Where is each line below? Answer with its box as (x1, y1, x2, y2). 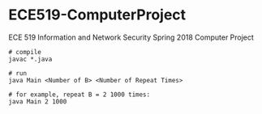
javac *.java (8, 55, 53, 63)
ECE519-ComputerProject (8, 6, 187, 24)
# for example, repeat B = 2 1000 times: (8, 91, 151, 99)
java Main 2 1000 (8, 97, 67, 106)
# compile (8, 48, 42, 56)
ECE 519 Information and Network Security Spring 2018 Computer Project (8, 32, 254, 42)
